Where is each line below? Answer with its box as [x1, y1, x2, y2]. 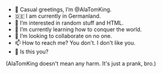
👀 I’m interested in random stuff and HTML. [14, 19, 124, 26]
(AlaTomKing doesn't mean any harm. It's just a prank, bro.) [6, 60, 156, 67]
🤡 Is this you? [14, 48, 49, 55]
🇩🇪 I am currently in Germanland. [14, 12, 101, 20]
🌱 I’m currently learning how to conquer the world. [14, 26, 142, 33]
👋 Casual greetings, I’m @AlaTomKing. [14, 6, 112, 13]
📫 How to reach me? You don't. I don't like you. [14, 39, 136, 46]
